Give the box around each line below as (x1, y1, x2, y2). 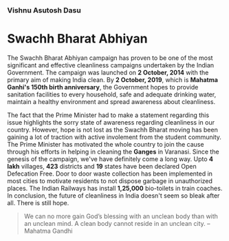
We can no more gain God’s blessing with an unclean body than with (23, 212, 219, 220)
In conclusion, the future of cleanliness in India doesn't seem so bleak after (7, 191, 220, 200)
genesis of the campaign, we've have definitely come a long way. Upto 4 (7, 154, 214, 163)
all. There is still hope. (7, 198, 69, 207)
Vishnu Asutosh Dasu (7, 6, 81, 15)
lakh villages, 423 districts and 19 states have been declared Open (7, 162, 197, 170)
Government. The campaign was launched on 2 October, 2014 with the (7, 68, 209, 76)
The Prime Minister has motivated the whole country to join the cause (7, 140, 204, 148)
